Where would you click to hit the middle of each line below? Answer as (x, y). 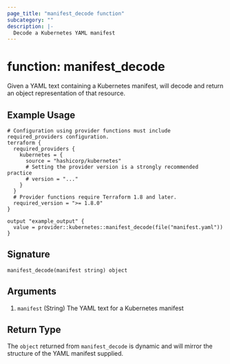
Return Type (34, 330)
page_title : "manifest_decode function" (66, 13)
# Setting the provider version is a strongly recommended (112, 167)
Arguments (32, 291)
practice (20, 173)
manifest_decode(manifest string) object (67, 270)
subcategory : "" (30, 20)
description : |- (30, 26)
